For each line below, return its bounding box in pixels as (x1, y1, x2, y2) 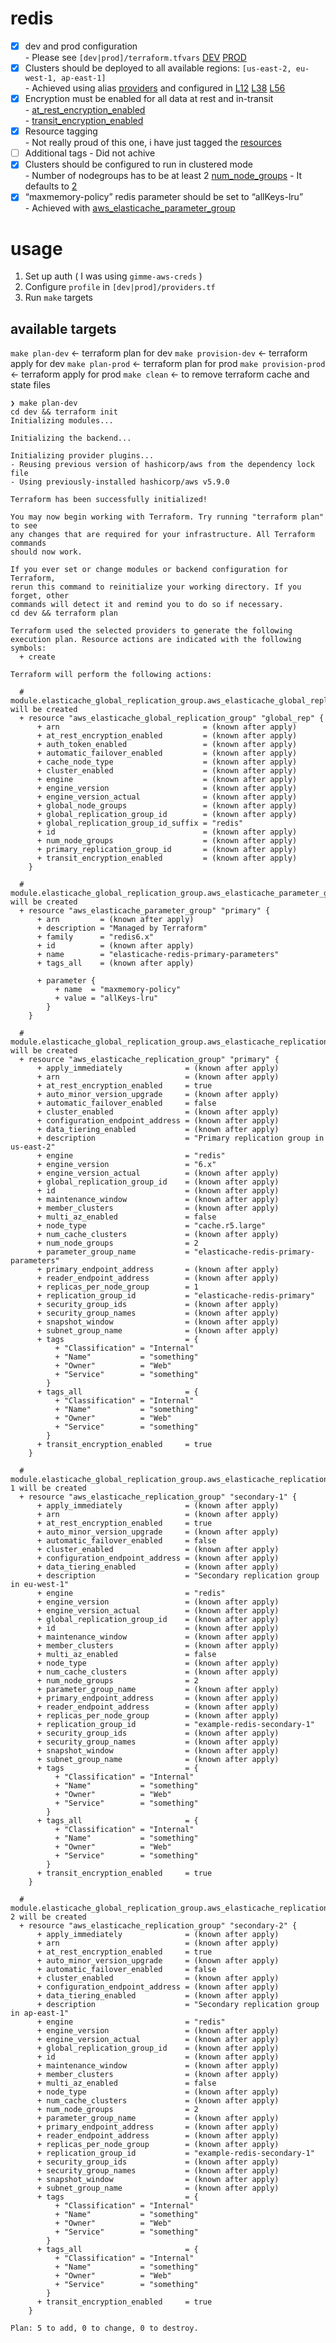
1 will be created (10, 1483, 87, 1494)
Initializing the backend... (10, 433, 132, 444)
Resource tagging (24, 125, 98, 137)
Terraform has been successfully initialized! (10, 495, 208, 505)
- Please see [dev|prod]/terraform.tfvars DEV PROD (24, 52, 247, 63)
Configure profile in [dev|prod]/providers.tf (24, 281, 216, 293)
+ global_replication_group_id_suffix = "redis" (36, 818, 244, 829)
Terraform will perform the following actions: (10, 670, 213, 680)
